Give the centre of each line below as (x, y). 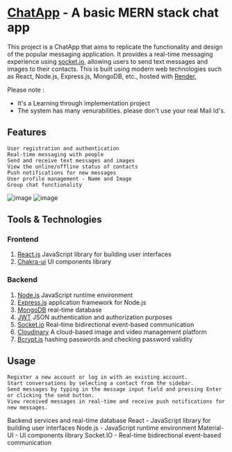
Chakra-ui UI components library (64, 262)
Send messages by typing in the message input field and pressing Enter (115, 389)
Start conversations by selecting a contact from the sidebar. (101, 383)
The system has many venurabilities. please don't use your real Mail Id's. (121, 110)
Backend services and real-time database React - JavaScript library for (109, 420)
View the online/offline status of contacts (73, 167)
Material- (211, 428)
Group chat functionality (44, 185)
